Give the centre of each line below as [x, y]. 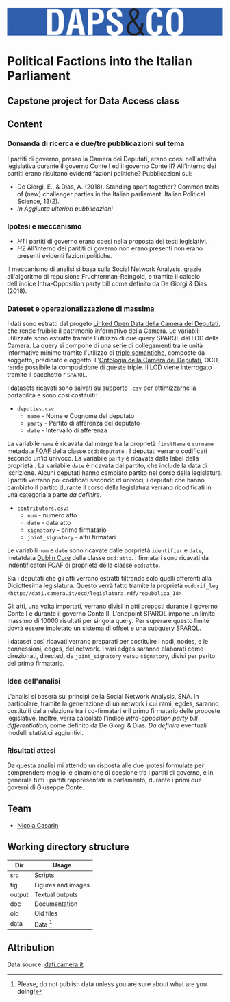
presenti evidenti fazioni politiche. [65, 256]
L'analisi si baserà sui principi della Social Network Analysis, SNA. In [103, 696]
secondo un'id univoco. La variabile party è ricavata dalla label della [103, 458]
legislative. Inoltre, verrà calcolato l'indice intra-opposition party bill [102, 718]
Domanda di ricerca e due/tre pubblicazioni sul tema [96, 143]
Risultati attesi [31, 750]
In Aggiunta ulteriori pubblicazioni [65, 208]
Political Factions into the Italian [100, 61]
